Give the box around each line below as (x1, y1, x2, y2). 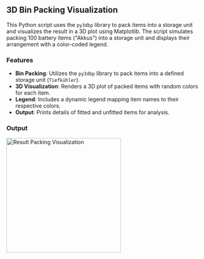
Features (6, 56, 34, 64)
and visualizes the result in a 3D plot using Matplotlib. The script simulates (6, 27, 194, 35)
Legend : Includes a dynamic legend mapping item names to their (15, 96, 179, 103)
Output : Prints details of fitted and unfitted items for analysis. (15, 109, 170, 116)
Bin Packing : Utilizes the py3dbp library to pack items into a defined (15, 70, 184, 77)
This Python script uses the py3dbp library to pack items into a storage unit (6, 21, 193, 28)
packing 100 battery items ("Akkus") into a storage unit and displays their (6, 34, 191, 42)
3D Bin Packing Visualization (6, 5, 118, 15)
